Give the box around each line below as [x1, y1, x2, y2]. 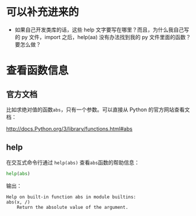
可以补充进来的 [6, 5, 79, 19]
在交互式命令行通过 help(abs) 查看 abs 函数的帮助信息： [6, 159, 140, 166]
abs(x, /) [6, 199, 31, 205]
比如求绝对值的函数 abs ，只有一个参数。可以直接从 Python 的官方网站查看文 [6, 106, 190, 113]
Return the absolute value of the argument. [17, 204, 128, 210]
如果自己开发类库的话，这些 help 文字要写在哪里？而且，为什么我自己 [14, 26, 185, 33]
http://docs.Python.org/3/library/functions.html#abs [6, 125, 133, 132]
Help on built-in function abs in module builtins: [6, 194, 136, 200]
